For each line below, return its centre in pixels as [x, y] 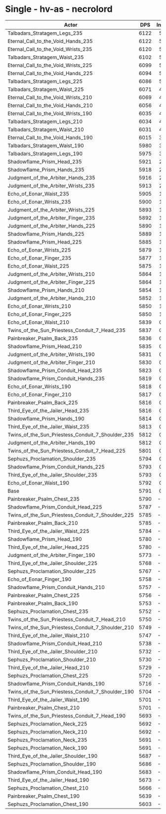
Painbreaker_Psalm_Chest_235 [44, 499]
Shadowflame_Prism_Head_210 [45, 346]
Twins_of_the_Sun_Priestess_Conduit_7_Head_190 [67, 716]
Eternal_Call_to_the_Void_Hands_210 [50, 105]
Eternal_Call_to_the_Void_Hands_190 [50, 137]
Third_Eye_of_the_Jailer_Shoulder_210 [53, 651]
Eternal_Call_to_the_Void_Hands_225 [50, 73]
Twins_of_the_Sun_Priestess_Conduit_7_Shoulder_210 [71, 627]
